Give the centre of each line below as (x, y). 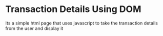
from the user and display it (34, 28)
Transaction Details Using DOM (73, 9)
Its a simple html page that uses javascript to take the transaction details (81, 23)
